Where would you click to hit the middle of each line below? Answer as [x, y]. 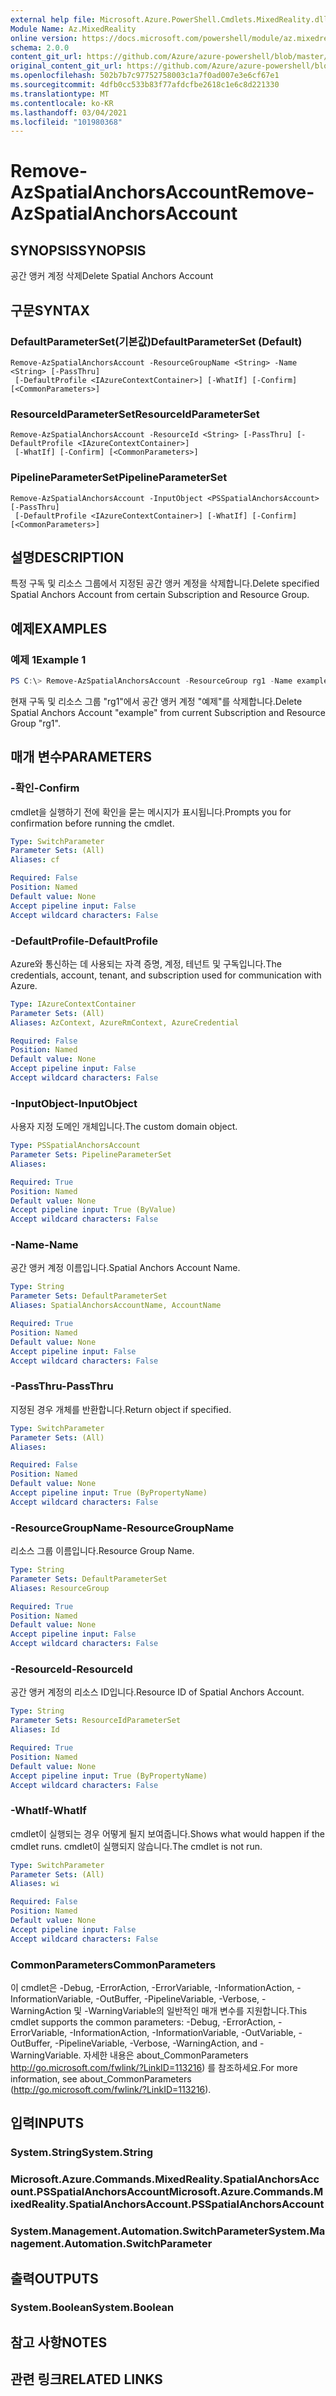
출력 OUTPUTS [54, 2278]
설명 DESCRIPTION [67, 557]
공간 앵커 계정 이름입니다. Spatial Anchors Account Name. [125, 1268]
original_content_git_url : [66, 66]
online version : [44, 38]
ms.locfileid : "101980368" [66, 122]
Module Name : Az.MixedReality [73, 29]
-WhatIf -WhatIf [48, 1811]
